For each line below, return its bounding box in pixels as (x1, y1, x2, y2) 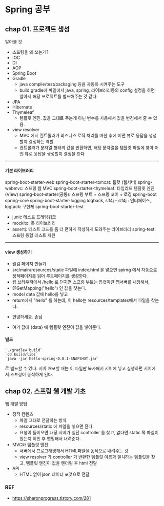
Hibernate (12, 104, 33, 110)
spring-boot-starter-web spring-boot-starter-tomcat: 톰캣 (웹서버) (5, 179, 137, 185)
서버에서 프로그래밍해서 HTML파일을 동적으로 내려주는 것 (19, 448, 128, 454)
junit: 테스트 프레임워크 (12, 214, 56, 220)
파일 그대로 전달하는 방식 (19, 418, 67, 423)
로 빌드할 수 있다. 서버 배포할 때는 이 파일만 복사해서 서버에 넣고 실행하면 (5, 365, 143, 371)
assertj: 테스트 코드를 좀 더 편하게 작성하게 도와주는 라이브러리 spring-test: (12, 226, 156, 232)
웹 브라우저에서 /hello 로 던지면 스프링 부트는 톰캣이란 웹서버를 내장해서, (12, 279, 150, 285)
